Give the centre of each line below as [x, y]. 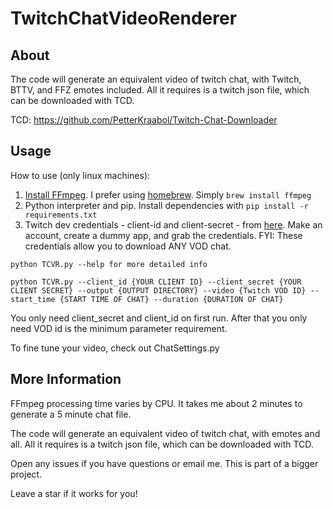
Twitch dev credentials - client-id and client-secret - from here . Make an [173, 224]
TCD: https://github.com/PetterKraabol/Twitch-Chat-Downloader [144, 120]
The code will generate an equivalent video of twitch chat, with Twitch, [156, 79]
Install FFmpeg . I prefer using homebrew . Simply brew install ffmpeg [168, 194]
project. [26, 474]
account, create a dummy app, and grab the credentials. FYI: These [163, 235]
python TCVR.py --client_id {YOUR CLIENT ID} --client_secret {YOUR [156, 282]
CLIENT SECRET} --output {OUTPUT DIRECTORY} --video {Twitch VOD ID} [158, 290]
